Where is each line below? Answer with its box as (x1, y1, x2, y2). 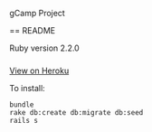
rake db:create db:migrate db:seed (9, 108, 144, 117)
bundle (9, 99, 34, 109)
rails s (9, 116, 39, 125)
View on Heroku (9, 65, 70, 76)
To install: (9, 82, 45, 93)
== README (9, 25, 56, 35)
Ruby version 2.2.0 (9, 42, 80, 53)
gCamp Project (9, 8, 65, 18)
